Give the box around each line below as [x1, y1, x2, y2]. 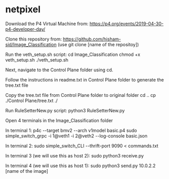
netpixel [5, 4, 41, 15]
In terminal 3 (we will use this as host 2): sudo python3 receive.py [5, 152, 144, 158]
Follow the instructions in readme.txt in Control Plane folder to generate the [5, 76, 164, 83]
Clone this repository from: [5, 36, 62, 42]
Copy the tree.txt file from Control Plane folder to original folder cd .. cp [5, 92, 156, 98]
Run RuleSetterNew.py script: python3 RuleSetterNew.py [5, 107, 125, 113]
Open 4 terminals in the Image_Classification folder [5, 117, 113, 124]
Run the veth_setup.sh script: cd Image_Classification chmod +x [5, 51, 141, 57]
